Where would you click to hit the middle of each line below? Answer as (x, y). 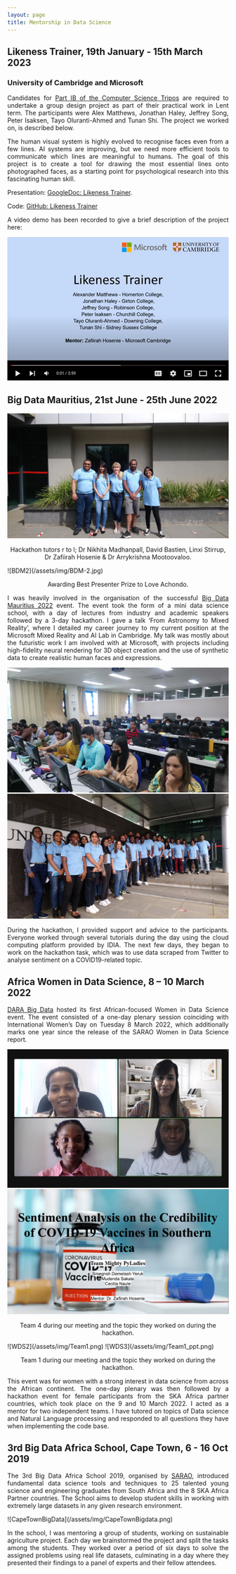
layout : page (26, 15)
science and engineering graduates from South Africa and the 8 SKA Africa (118, 1491)
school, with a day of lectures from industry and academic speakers (118, 613)
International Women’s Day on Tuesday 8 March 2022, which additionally (118, 1024)
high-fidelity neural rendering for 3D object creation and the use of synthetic (118, 650)
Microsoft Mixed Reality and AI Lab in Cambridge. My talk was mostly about (118, 635)
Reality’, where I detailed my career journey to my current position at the (118, 628)
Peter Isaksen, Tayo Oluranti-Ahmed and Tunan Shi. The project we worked (118, 120)
